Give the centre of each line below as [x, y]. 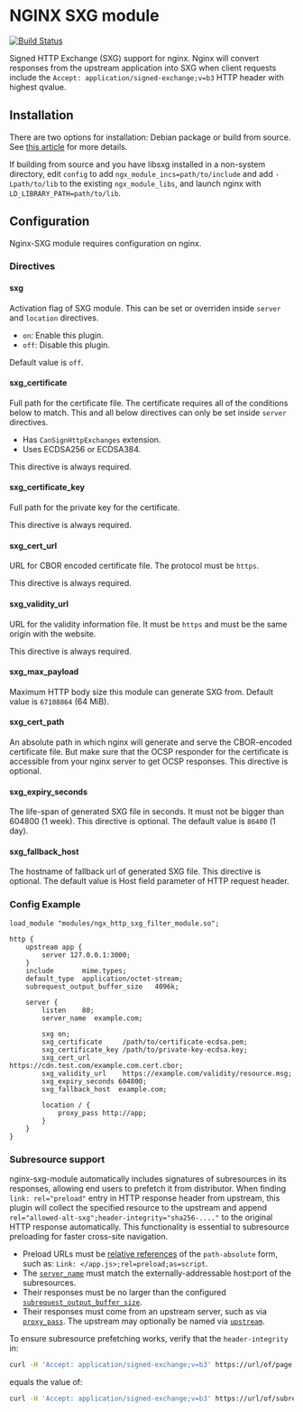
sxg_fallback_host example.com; [105, 1089]
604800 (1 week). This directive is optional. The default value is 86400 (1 [143, 822]
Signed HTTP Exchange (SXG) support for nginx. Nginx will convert [134, 58]
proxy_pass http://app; [102, 1113]
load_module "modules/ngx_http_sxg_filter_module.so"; [115, 923]
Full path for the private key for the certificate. [95, 507]
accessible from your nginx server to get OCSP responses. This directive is [149, 761]
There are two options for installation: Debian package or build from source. [150, 137]
